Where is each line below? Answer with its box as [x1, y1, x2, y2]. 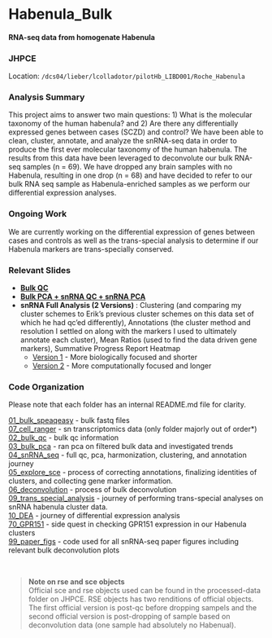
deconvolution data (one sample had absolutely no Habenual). [28, 620, 237, 630]
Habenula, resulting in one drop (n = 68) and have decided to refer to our [8, 170, 253, 180]
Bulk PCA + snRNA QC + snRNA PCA [19, 291, 146, 301]
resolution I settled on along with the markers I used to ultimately [19, 326, 237, 336]
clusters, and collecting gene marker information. [8, 476, 173, 486]
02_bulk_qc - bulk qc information [8, 433, 119, 442]
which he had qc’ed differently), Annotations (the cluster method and [19, 317, 251, 327]
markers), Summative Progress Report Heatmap [19, 343, 181, 353]
